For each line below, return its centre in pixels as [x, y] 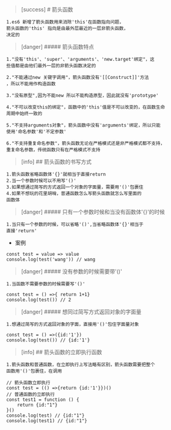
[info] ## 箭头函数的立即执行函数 [61, 352]
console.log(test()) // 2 [39, 300]
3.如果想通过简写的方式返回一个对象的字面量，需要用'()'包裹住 [75, 187]
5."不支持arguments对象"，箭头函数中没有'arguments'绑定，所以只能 [83, 125]
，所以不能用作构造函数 [31, 84]
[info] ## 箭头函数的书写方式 [56, 162]
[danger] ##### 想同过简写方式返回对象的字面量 [81, 312]
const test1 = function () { [43, 400]
